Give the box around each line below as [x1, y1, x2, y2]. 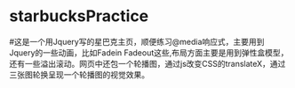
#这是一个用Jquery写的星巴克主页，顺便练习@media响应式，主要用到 [9, 36, 265, 47]
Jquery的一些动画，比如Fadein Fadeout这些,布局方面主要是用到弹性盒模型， [9, 47, 289, 58]
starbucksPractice [9, 6, 149, 26]
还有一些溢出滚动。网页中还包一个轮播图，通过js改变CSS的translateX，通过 [9, 58, 286, 69]
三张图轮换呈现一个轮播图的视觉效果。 [9, 69, 149, 80]
